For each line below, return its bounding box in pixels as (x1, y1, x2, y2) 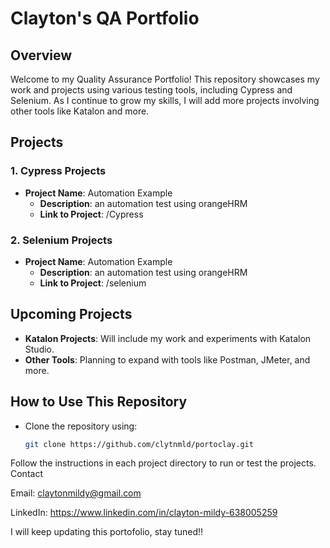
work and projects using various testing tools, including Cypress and (10, 84, 293, 96)
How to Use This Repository (10, 393, 188, 411)
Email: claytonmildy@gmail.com (10, 487, 142, 499)
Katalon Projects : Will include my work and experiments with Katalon (24, 332, 312, 344)
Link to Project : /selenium (39, 277, 147, 289)
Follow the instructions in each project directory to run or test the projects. (10, 457, 317, 469)
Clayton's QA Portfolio (10, 7, 200, 30)
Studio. (24, 343, 55, 355)
